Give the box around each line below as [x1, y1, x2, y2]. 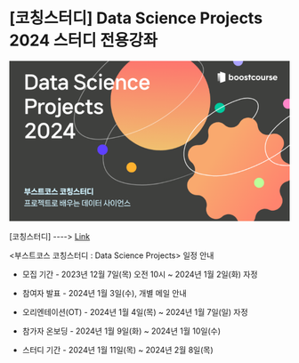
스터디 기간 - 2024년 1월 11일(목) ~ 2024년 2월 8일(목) [21, 344, 214, 355]
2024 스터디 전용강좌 [9, 30, 158, 51]
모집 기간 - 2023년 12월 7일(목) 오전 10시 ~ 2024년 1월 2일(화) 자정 [21, 269, 258, 279]
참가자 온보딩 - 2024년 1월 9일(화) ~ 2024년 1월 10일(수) [21, 326, 221, 336]
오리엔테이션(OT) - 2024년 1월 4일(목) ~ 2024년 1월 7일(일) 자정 [21, 306, 248, 317]
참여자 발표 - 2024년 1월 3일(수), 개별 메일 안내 [21, 287, 187, 298]
